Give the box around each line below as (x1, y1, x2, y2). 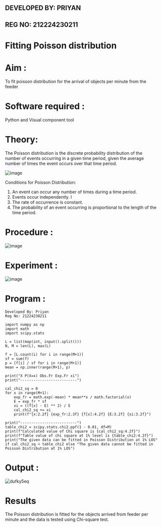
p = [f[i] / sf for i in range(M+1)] (5, 361, 82, 365)
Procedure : (5, 226, 54, 238)
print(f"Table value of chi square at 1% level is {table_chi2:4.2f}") (5, 433, 153, 438)
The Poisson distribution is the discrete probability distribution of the (5, 150, 143, 156)
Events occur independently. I (12, 194, 72, 200)
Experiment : (5, 260, 58, 271)
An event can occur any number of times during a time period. (12, 189, 137, 195)
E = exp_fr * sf (14, 399, 47, 404)
